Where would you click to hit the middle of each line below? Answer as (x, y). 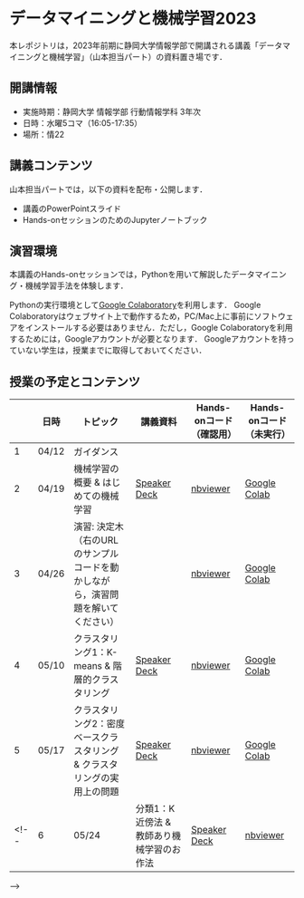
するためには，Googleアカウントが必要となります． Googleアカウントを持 (148, 339)
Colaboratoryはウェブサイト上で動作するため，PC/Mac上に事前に (132, 316)
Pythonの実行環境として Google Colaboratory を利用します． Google (135, 305)
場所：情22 (43, 134)
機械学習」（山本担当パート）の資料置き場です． (138, 56)
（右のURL (96, 540)
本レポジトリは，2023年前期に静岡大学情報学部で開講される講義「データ (146, 45)
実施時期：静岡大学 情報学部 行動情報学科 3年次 (112, 111)
